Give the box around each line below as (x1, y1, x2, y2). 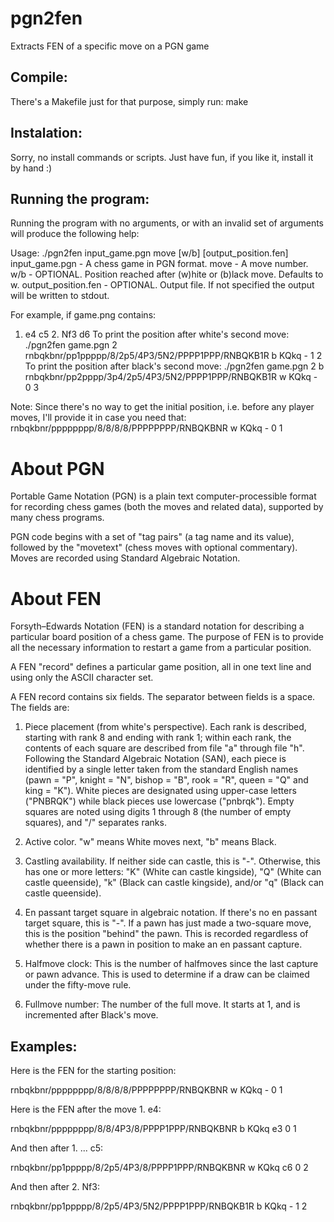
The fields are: (10, 702, 70, 714)
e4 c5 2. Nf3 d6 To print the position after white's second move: (24, 328, 290, 341)
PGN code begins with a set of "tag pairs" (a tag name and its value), (10, 531, 295, 543)
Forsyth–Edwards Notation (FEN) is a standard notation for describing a (10, 620, 305, 632)
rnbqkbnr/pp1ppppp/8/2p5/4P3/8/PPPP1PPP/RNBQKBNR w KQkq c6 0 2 (10, 1162, 309, 1174)
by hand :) (10, 162, 53, 174)
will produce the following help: (10, 228, 140, 240)
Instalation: (10, 125, 83, 142)
